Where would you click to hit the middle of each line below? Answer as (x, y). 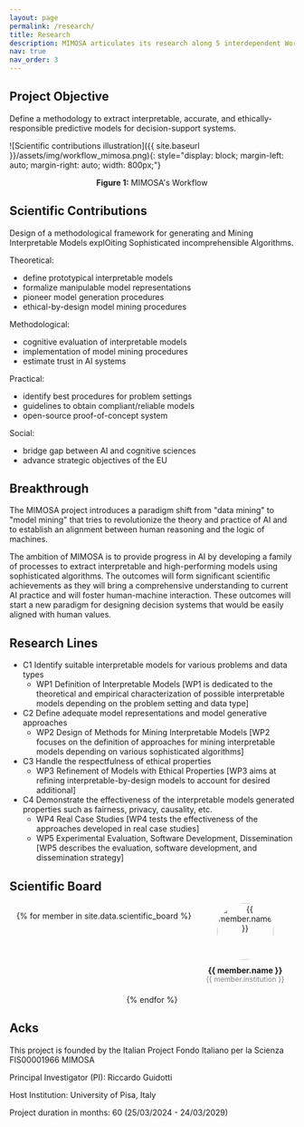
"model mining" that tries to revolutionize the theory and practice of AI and (148, 520)
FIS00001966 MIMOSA (52, 1059)
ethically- (255, 118)
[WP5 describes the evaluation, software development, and (147, 848)
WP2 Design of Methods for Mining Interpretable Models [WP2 (153, 733)
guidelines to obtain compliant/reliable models (109, 405)
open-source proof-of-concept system (95, 415)
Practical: (27, 378)
